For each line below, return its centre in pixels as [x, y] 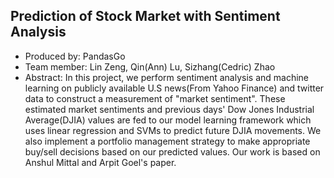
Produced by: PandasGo [75, 56]
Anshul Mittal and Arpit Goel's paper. [100, 162]
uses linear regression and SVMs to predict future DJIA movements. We [173, 130]
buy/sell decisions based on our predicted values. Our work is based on [172, 151]
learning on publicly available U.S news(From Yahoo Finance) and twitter [174, 88]
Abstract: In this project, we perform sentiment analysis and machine [167, 77]
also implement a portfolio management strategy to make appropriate [167, 141]
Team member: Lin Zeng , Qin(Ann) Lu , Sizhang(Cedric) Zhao [150, 66]
